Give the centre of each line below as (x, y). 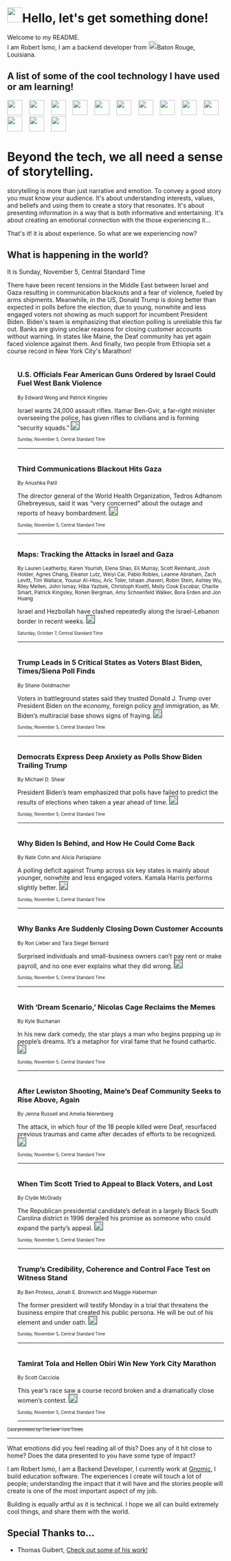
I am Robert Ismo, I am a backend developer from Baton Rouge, (101, 47)
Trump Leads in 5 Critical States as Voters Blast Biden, (110, 663)
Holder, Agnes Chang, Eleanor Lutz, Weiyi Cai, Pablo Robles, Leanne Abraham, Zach (117, 575)
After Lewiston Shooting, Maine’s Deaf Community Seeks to (119, 1091)
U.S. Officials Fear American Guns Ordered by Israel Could (116, 374)
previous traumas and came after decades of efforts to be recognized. (117, 1134)
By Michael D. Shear (41, 779)
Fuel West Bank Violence (59, 383)
